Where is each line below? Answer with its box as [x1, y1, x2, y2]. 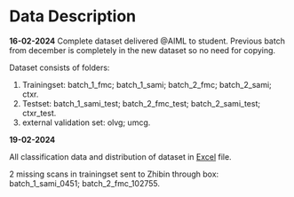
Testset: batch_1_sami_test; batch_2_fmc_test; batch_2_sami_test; [21, 98, 260, 108]
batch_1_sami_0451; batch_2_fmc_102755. [9, 177, 160, 188]
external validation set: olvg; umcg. [21, 117, 151, 128]
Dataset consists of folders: [9, 62, 110, 73]
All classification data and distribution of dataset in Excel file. [9, 151, 233, 162]
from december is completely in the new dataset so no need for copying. [9, 44, 276, 55]
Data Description [9, 6, 137, 27]
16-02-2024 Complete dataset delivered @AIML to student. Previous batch [9, 35, 286, 46]
